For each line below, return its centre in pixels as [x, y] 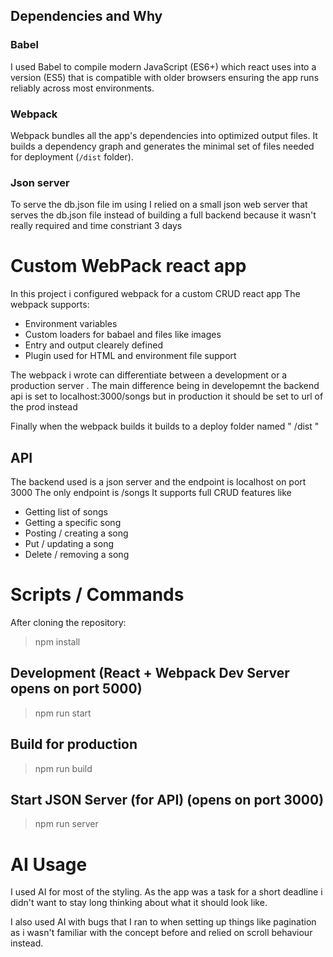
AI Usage [49, 864]
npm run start [63, 713]
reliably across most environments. [82, 88]
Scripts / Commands [97, 595]
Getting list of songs [66, 512]
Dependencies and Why [86, 16]
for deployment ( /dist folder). [72, 156]
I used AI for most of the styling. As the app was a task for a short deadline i [166, 892]
